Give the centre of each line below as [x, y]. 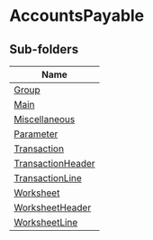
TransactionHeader [55, 163]
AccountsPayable [77, 16]
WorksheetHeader [53, 207]
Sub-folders [44, 49]
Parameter [36, 134]
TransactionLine [48, 178]
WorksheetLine [46, 222]
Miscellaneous [45, 119]
